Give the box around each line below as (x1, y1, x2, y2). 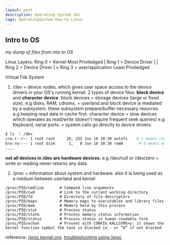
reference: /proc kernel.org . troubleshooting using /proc (5, 234, 122, 240)
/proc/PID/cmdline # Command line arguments (5, 185, 114, 190)
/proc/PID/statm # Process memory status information (5, 212, 139, 217)
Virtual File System (5, 74, 45, 80)
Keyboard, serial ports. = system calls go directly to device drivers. (12, 122, 152, 128)
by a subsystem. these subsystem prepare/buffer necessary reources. (12, 106, 159, 112)
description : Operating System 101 (5, 12, 80, 17)
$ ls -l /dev (5, 131, 33, 137)
